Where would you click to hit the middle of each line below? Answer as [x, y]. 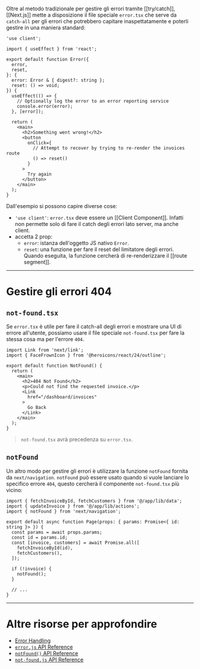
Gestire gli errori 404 [59, 292]
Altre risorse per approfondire [82, 624]
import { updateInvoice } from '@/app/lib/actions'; [73, 506]
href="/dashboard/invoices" [62, 397]
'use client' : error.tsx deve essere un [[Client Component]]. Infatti [99, 218]
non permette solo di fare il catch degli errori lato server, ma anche [96, 224]
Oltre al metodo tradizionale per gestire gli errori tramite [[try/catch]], [91, 9]
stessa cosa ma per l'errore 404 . [45, 339]
